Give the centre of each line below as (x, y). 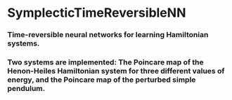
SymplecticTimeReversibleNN (97, 13)
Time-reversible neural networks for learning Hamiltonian (108, 35)
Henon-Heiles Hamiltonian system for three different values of (116, 71)
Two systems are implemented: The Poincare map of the (105, 62)
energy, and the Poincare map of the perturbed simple (102, 80)
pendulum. (26, 89)
